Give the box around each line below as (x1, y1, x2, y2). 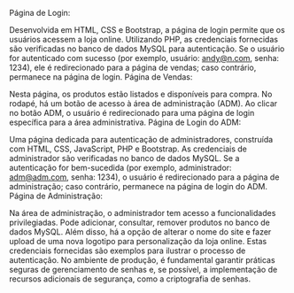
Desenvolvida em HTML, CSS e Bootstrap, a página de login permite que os (9, 25, 285, 35)
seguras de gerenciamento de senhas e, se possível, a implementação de (9, 265, 278, 274)
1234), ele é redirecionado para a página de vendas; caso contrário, (9, 62, 257, 73)
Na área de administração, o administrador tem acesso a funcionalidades (9, 208, 276, 218)
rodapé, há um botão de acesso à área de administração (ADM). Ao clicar (9, 98, 278, 109)
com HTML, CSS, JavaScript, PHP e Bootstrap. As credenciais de (9, 143, 248, 154)
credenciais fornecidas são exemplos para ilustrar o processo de (9, 245, 246, 256)
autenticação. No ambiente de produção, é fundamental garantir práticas (9, 255, 276, 265)
